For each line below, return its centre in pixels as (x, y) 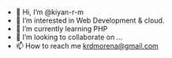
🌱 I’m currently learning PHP (62, 29)
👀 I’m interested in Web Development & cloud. (90, 20)
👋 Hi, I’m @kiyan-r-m (50, 12)
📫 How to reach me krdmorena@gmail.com (87, 46)
